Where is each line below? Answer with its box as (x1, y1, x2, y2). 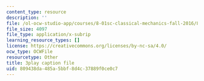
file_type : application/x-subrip (6, 32, 91, 38)
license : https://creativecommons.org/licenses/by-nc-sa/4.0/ (6, 43, 167, 49)
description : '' (6, 15, 47, 21)
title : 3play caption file (6, 60, 75, 66)
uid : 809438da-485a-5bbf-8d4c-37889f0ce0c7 (6, 65, 118, 72)
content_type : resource (6, 9, 67, 15)
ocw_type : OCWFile (6, 49, 53, 55)
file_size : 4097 (6, 26, 47, 32)
